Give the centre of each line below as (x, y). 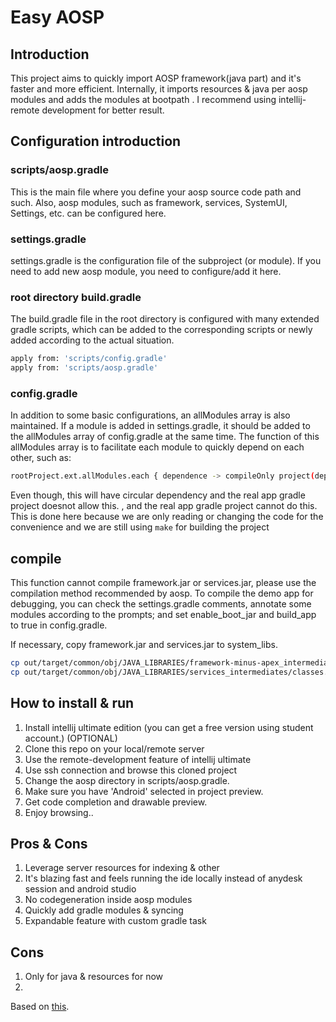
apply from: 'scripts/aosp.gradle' (84, 368)
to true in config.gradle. (59, 625)
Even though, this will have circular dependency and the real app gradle (158, 495)
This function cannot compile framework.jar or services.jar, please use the (163, 583)
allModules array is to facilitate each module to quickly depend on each (157, 447)
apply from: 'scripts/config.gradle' (89, 359)
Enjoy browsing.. (59, 812)
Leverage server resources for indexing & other (122, 868)
